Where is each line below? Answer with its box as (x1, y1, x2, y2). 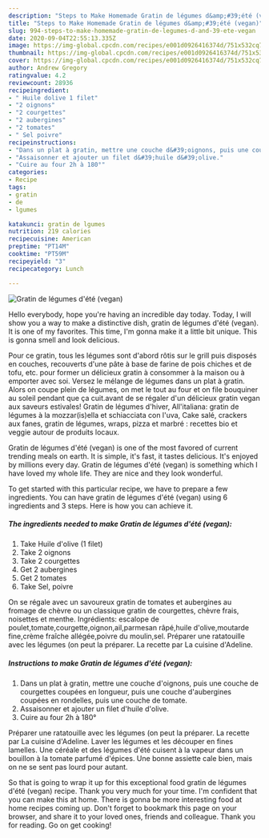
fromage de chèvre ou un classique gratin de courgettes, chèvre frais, (8, 606, 239, 616)
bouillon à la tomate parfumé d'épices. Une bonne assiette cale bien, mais (8, 754, 253, 763)
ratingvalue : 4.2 (8, 71, 66, 79)
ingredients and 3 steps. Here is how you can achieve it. (8, 500, 194, 510)
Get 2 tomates (19, 573, 67, 583)
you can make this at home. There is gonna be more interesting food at (8, 795, 243, 804)
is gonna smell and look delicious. (8, 334, 120, 345)
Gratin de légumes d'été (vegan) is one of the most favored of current (8, 443, 239, 452)
